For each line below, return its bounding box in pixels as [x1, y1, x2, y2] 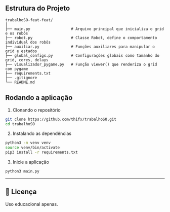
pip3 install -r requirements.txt [5, 150, 78, 155]
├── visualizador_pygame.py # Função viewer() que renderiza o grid [5, 62, 157, 67]
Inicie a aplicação [12, 159, 50, 165]
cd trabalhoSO [5, 121, 35, 126]
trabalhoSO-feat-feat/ [5, 17, 53, 22]
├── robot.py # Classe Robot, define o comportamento [5, 35, 157, 40]
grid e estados [5, 48, 37, 54]
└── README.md [5, 80, 35, 85]
